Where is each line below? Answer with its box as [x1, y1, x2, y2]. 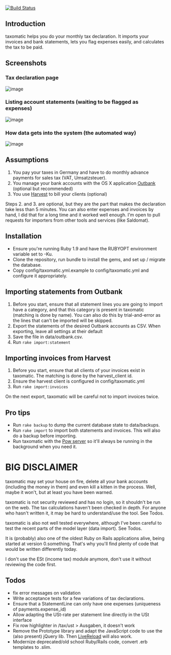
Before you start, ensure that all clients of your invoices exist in [12, 367, 145, 373]
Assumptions [5, 156, 49, 165]
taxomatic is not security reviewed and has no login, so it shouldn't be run [5, 499, 161, 505]
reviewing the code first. [5, 562, 57, 568]
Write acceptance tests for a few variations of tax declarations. [12, 595, 145, 601]
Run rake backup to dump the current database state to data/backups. [12, 422, 160, 428]
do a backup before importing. [12, 433, 77, 439]
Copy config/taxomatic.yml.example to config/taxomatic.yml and [12, 267, 149, 273]
